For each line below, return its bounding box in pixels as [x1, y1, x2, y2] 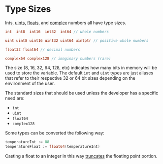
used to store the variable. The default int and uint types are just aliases [5, 70, 154, 76]
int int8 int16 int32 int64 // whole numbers [5, 29, 109, 34]
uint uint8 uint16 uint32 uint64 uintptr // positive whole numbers [5, 38, 149, 43]
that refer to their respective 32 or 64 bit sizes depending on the [5, 75, 135, 81]
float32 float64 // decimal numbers [5, 47, 80, 52]
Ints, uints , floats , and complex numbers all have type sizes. [5, 20, 127, 26]
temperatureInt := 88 [5, 139, 50, 145]
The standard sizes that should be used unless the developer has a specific [5, 90, 159, 96]
